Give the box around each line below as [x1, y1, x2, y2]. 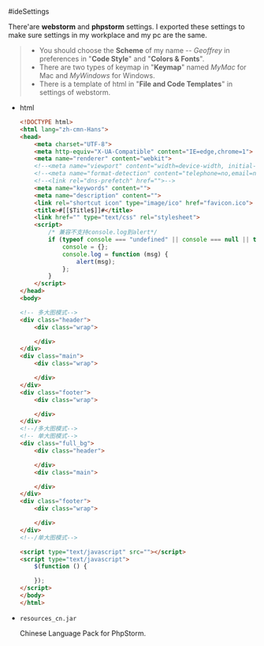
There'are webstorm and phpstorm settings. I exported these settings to [8, 22, 246, 31]
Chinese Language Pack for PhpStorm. [19, 628, 147, 638]
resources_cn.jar [19, 614, 77, 622]
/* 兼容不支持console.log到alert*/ [48, 228, 158, 236]
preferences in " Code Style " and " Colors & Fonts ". [39, 54, 205, 63]
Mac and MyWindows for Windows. [39, 71, 155, 80]
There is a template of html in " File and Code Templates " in [39, 79, 233, 88]
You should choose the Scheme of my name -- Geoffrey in [39, 46, 230, 54]
